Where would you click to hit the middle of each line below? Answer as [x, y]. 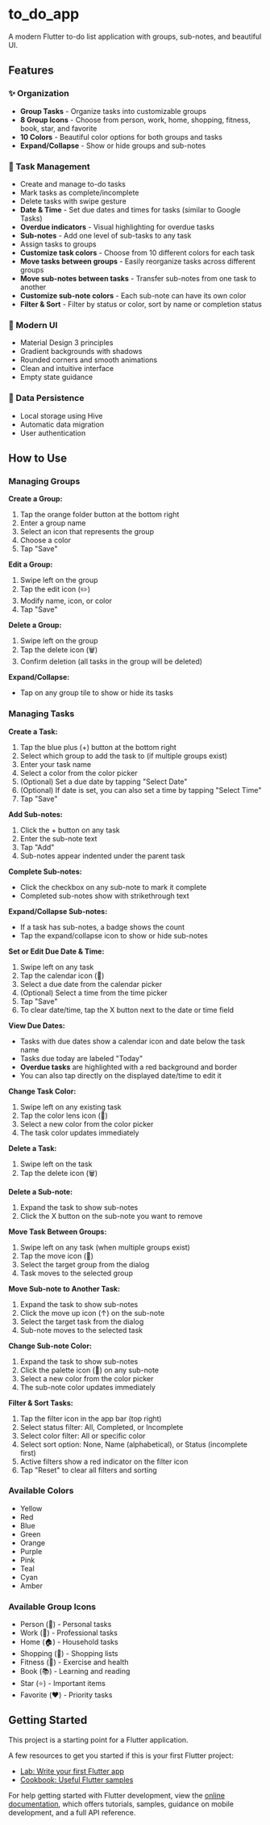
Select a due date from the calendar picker [91, 984]
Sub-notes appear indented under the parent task [102, 856]
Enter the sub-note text [58, 838]
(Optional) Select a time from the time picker [93, 993]
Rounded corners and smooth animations [89, 360]
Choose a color [45, 540]
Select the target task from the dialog [82, 1321]
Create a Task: [33, 731]
